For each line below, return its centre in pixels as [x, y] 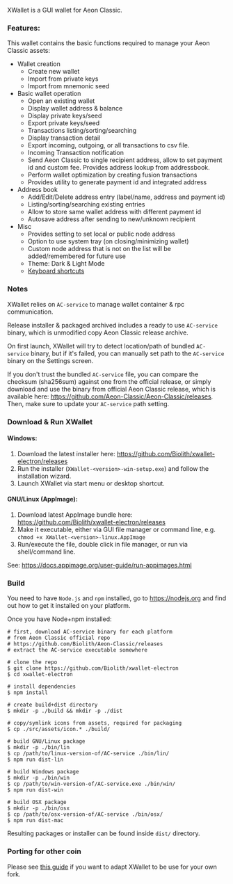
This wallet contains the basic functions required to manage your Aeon [109, 43]
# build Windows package [43, 772]
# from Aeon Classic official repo [59, 638]
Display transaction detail [64, 138]
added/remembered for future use [77, 256]
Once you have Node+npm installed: [60, 619]
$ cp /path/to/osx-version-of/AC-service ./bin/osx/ [85, 814]
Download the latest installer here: [66, 453]
